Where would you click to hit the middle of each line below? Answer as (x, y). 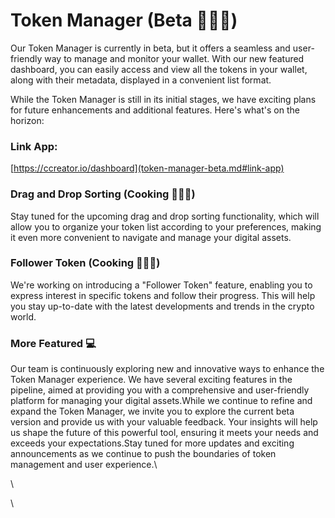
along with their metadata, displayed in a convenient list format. (141, 80)
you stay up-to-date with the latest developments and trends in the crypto (162, 306)
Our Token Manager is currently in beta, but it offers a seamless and (150, 48)
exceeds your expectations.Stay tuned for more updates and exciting (152, 443)
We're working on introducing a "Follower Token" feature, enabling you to (161, 285)
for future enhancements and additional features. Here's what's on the (155, 110)
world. (23, 316)
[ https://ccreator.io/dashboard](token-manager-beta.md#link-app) (147, 168)
